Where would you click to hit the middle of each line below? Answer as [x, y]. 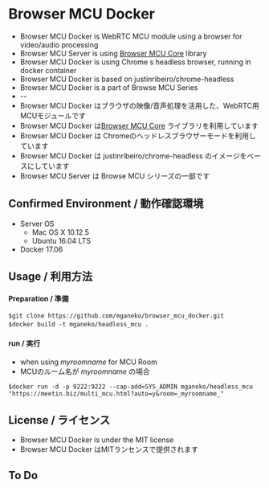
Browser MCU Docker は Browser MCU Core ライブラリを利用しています [139, 125]
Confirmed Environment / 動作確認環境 [106, 204]
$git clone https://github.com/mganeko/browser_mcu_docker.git [116, 316]
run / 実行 [24, 343]
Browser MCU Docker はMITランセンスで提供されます [109, 449]
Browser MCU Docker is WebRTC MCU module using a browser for [131, 36]
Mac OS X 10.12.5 [61, 232]
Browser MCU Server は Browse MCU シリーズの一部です [115, 176]
